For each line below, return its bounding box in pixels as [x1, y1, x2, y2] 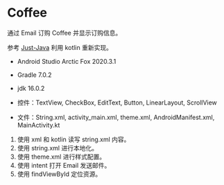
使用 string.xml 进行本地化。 [17, 143, 98, 152]
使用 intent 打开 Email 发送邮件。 [17, 161, 111, 169]
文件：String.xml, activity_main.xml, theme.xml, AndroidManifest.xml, [17, 113, 215, 121]
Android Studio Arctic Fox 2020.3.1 [17, 57, 117, 65]
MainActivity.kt [17, 121, 60, 129]
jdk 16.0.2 [17, 84, 45, 92]
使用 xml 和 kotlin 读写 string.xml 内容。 [17, 135, 130, 143]
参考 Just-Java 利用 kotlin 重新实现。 [7, 43, 113, 51]
